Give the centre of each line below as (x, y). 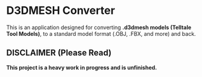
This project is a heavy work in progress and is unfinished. (82, 67)
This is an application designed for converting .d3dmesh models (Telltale (99, 27)
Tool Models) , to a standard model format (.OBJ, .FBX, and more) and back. (101, 33)
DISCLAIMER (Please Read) (59, 53)
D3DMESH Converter (61, 11)
